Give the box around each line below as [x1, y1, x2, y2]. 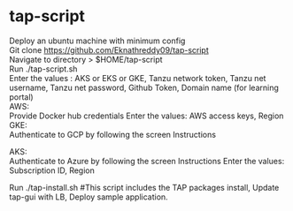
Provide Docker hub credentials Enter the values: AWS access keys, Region [9, 110, 284, 121]
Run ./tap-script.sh [9, 64, 78, 74]
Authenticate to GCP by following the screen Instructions [9, 129, 217, 139]
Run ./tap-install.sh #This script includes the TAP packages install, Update [9, 182, 280, 192]
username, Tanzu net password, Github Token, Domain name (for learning [9, 82, 279, 93]
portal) [9, 91, 34, 102]
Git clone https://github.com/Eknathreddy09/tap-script [9, 44, 210, 55]
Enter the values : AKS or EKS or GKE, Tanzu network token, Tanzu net [9, 72, 266, 83]
